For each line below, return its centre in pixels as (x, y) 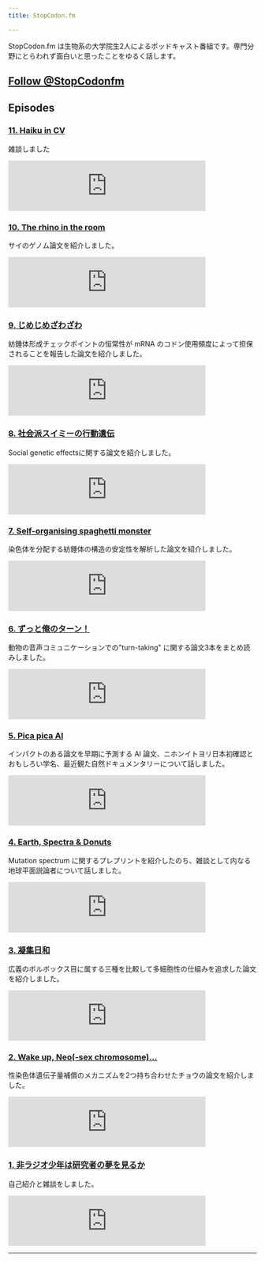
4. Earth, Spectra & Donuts (60, 842)
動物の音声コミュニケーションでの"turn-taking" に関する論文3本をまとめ (126, 648)
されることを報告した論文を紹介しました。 (77, 354)
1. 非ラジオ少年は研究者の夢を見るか (77, 1165)
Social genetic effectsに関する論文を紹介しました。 (92, 453)
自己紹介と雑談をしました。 (53, 1184)
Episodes (32, 108)
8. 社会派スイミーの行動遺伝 (62, 434)
